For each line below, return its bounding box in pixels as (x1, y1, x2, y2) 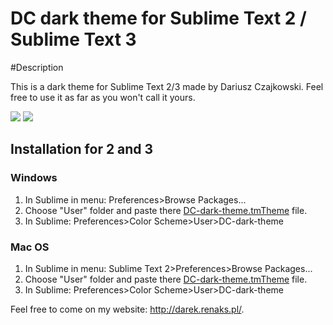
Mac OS (10, 240, 50, 254)
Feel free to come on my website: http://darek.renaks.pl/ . (10, 303, 245, 315)
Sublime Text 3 (10, 28, 137, 51)
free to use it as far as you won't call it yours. (10, 91, 196, 103)
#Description (10, 61, 64, 73)
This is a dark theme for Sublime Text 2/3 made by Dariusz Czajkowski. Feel (10, 80, 324, 92)
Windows (10, 171, 58, 185)
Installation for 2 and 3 (10, 141, 154, 158)
